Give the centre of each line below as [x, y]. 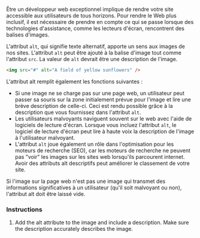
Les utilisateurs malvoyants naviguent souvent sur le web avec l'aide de [103, 118]
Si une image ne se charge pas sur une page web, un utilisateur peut [99, 93]
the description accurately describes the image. [74, 229]
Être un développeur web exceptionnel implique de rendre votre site [90, 9]
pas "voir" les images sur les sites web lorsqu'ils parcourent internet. [100, 156]
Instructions [25, 209]
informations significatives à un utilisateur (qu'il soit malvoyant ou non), [94, 187]
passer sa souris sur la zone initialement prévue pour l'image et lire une [103, 100]
